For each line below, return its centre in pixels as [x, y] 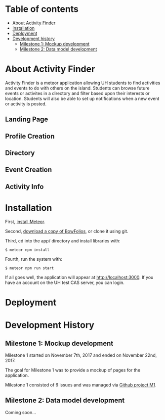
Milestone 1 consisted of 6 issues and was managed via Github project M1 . [81, 385]
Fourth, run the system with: [34, 259]
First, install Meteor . [25, 222]
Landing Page [27, 119]
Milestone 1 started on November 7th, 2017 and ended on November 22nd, [81, 355]
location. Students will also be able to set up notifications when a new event [82, 98]
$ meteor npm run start [30, 268]
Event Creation [29, 170]
